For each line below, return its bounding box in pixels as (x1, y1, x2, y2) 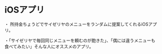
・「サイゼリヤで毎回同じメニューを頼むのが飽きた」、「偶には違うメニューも (4, 37, 156, 43)
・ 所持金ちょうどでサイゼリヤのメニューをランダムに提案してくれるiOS (4, 21, 148, 27)
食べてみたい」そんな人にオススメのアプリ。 (4, 43, 94, 49)
